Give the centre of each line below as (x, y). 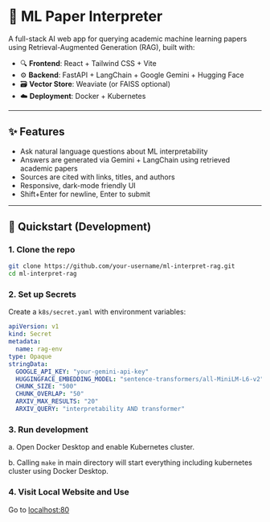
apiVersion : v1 (34, 327)
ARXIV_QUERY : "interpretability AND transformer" (100, 409)
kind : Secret (30, 334)
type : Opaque (30, 356)
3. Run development (48, 430)
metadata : (25, 342)
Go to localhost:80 (39, 509)
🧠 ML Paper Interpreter (86, 16)
